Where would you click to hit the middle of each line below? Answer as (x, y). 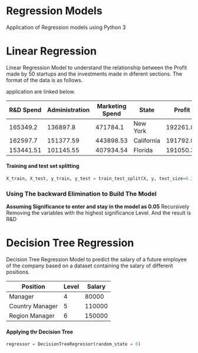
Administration (68, 109)
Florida (143, 150)
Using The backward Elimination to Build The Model (82, 193)
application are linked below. (41, 91)
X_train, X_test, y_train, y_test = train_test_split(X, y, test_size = (96, 179)
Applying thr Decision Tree (40, 332)
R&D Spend (25, 109)
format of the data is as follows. (44, 80)
